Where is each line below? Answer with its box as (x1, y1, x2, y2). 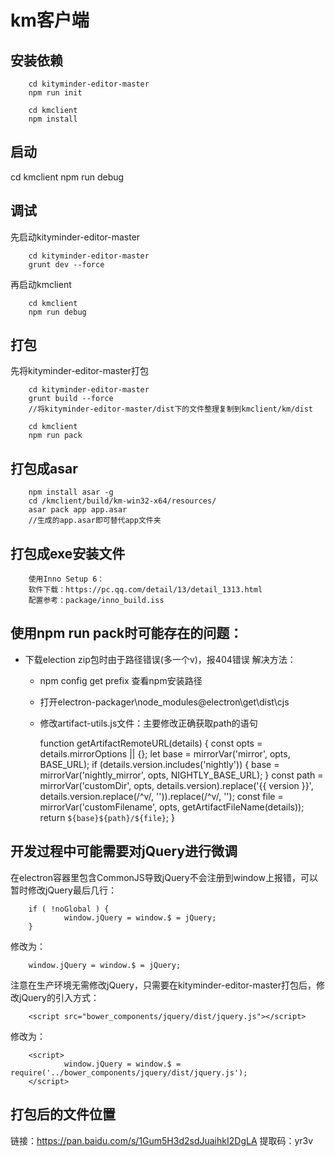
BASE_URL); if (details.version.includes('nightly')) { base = (39, 758, 280, 770)
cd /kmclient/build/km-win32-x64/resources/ (28, 496, 217, 506)
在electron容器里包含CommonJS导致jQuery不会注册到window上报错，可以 (10, 871, 318, 883)
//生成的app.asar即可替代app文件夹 (28, 516, 162, 526)
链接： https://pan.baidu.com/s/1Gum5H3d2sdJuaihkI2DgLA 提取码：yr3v (10, 1134, 314, 1146)
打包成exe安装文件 (10, 545, 126, 562)
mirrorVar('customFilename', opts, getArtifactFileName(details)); (39, 801, 305, 813)
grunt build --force (28, 394, 114, 404)
